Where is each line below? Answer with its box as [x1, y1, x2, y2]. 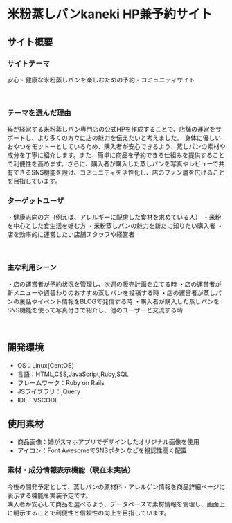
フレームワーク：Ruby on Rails [17, 378, 105, 387]
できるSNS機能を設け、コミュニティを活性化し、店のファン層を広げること [12, 168, 225, 177]
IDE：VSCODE [17, 396, 59, 404]
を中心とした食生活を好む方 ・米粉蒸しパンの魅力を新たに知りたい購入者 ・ [7, 222, 224, 230]
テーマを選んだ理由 [7, 108, 71, 118]
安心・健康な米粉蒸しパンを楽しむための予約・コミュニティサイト [7, 76, 195, 84]
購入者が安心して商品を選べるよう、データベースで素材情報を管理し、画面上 [7, 499, 225, 508]
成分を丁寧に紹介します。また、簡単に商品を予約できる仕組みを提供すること [7, 151, 225, 159]
